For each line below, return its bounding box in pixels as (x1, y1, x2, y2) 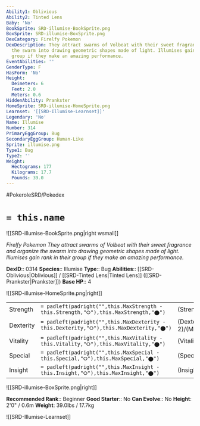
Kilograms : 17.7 (11, 169, 52, 176)
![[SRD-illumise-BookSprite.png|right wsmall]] (6, 229, 119, 237)
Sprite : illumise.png (6, 141, 60, 148)
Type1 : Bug (6, 147, 33, 153)
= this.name (6, 212, 65, 223)
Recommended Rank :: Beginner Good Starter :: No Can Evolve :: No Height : (6, 395, 192, 402)
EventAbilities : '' (6, 58, 55, 64)
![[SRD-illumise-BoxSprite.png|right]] (6, 384, 97, 391)
